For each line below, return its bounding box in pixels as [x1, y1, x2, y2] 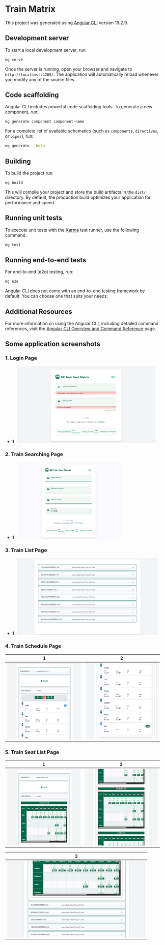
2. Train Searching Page [5, 451, 63, 457]
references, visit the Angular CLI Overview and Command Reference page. [5, 326, 156, 332]
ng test [5, 242, 21, 247]
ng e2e [5, 279, 19, 284]
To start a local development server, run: [5, 47, 87, 53]
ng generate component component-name [5, 119, 84, 124]
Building [5, 157, 31, 165]
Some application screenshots [5, 340, 101, 348]
